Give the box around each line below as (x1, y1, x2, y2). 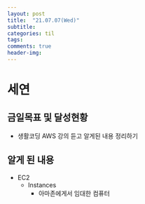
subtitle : (7, 23, 36, 30)
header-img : (7, 50, 42, 57)
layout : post (7, 10, 46, 18)
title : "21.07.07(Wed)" (7, 17, 80, 24)
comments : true (7, 43, 52, 50)
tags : (7, 36, 23, 43)
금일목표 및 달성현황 (7, 111, 88, 123)
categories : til (7, 29, 55, 37)
